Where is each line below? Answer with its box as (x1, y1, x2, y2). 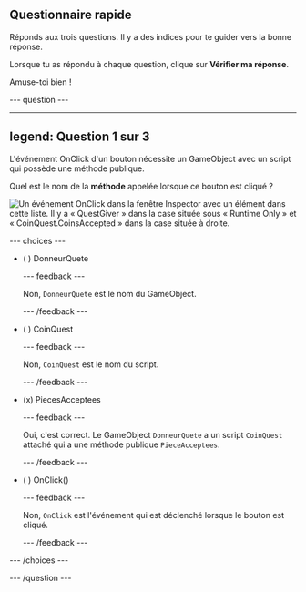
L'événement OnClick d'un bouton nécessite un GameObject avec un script (9, 153, 291, 164)
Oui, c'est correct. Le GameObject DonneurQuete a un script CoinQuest (22, 429, 283, 440)
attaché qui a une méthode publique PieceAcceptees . (22, 439, 220, 450)
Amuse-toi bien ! (9, 77, 72, 87)
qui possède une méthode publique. (9, 163, 146, 174)
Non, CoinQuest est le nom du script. (22, 359, 159, 370)
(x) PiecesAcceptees (22, 393, 102, 404)
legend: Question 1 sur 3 (9, 129, 150, 145)
